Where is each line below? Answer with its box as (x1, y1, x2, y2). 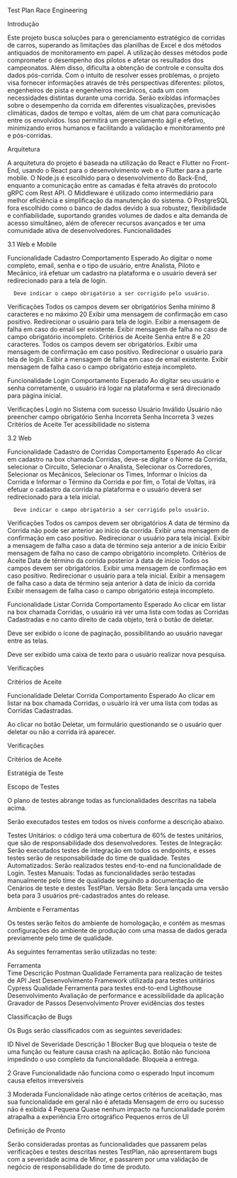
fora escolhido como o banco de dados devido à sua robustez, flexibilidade (7, 204, 227, 212)
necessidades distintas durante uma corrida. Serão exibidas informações (7, 93, 221, 102)
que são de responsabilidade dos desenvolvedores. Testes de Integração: (7, 839, 223, 847)
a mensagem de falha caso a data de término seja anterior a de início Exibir (7, 542, 226, 549)
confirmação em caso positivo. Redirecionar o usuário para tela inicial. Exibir (7, 534, 231, 542)
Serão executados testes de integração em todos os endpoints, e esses (7, 846, 216, 854)
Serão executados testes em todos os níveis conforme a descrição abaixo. (7, 818, 225, 825)
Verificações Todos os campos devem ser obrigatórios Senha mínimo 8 (7, 302, 216, 311)
